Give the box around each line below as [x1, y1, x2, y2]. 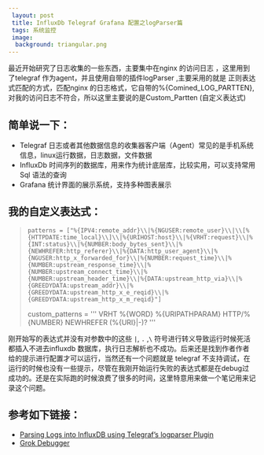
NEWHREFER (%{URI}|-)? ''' [64, 317, 156, 327]
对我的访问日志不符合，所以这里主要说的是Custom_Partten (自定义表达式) [8, 93, 246, 102]
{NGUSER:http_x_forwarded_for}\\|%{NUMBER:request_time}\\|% [27, 253, 233, 262]
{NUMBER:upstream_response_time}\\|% [27, 261, 152, 268]
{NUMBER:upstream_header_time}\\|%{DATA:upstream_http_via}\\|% [27, 275, 243, 283]
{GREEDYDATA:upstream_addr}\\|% [27, 281, 134, 290]
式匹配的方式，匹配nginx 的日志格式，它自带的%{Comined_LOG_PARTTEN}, [8, 83, 255, 93]
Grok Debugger [19, 438, 71, 447]
